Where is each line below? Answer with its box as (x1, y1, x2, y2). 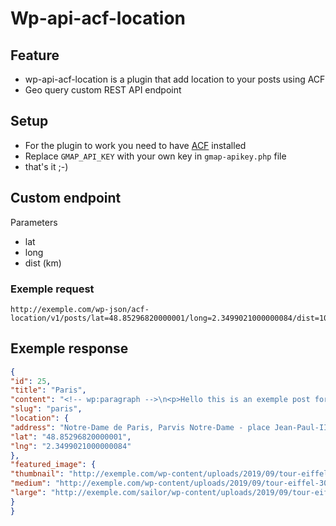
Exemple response (10, 340, 129, 357)
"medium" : (10, 478, 52, 489)
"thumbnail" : (10, 469, 65, 479)
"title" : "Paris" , (10, 385, 87, 396)
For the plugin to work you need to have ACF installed (24, 139, 247, 151)
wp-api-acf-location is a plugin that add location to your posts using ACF (24, 73, 326, 85)
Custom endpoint (10, 190, 122, 207)
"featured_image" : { (10, 460, 97, 470)
